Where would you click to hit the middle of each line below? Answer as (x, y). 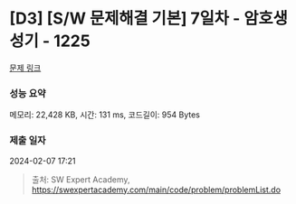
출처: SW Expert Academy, (81, 179)
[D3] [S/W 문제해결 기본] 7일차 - (125, 19)
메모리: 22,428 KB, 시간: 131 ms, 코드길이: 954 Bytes (105, 115)
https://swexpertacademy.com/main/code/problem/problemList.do (156, 190)
